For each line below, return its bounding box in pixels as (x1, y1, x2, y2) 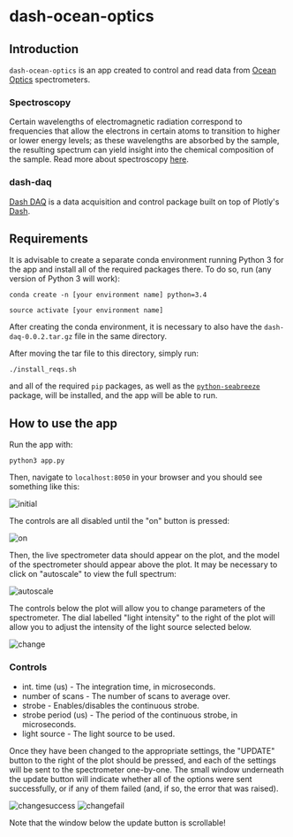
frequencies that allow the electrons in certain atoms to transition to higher (9, 126, 281, 136)
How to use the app (9, 416, 117, 431)
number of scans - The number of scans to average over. (21, 690, 231, 701)
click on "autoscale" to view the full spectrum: (9, 569, 177, 580)
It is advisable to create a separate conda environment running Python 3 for (9, 255, 284, 265)
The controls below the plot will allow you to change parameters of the (9, 603, 266, 614)
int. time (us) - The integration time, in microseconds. (21, 681, 216, 692)
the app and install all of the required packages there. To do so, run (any (9, 264, 272, 275)
